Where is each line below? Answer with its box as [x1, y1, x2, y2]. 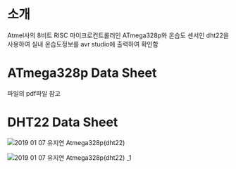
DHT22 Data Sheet [7, 114, 118, 130]
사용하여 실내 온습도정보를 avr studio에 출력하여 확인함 [7, 39, 159, 48]
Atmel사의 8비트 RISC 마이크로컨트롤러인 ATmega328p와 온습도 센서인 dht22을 [7, 31, 229, 39]
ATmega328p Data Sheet [7, 65, 157, 81]
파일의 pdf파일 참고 [7, 89, 61, 97]
